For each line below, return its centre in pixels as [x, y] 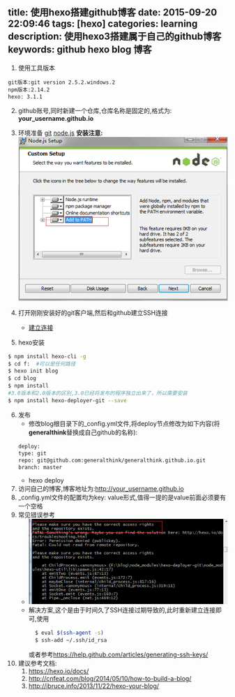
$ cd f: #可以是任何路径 [42, 364]
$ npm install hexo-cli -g [47, 356]
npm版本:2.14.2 [29, 89]
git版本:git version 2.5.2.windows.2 [62, 82]
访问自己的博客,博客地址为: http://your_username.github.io [101, 488]
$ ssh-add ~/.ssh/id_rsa [71, 640]
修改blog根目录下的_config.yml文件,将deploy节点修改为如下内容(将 [124, 423]
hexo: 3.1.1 [25, 96]
